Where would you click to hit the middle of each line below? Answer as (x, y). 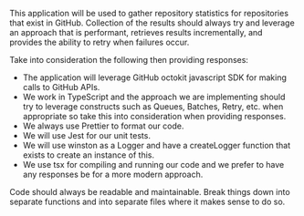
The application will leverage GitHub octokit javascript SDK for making (155, 77)
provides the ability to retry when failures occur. (100, 42)
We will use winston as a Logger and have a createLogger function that (157, 145)
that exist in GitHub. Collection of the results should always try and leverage (152, 23)
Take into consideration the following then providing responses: (129, 60)
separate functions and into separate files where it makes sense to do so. (147, 201)
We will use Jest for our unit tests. (86, 135)
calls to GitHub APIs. (61, 87)
